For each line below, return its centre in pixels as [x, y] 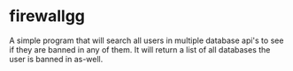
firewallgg [47, 16]
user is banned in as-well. [56, 59]
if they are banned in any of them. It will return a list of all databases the [140, 49]
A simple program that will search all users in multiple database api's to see [146, 40]
